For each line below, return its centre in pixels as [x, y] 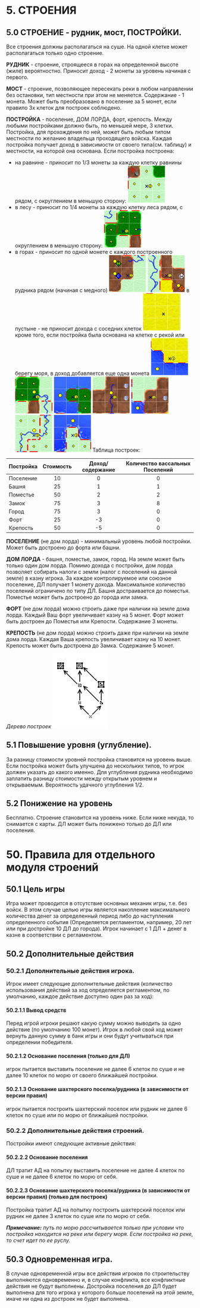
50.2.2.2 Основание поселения [47, 1157]
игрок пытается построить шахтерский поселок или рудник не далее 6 [97, 1108]
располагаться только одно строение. [55, 53]
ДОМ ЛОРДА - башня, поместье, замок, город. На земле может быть [96, 559]
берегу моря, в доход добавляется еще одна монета [82, 373]
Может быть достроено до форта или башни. [63, 547]
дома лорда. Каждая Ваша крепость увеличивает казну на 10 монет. [94, 639]
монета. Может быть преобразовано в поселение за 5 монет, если [91, 101]
